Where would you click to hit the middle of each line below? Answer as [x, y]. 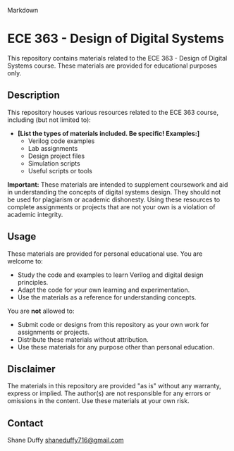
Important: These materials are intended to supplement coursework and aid [118, 184]
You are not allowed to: [41, 311]
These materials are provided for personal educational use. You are [105, 254]
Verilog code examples [61, 141]
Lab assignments [53, 148]
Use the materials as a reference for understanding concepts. [107, 297]
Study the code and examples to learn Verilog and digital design [110, 275]
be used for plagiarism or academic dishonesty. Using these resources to [114, 199]
